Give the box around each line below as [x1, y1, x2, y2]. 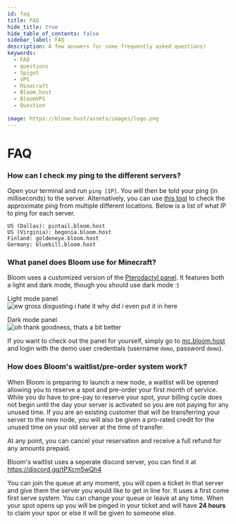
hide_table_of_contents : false [7, 30, 99, 37]
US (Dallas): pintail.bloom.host [7, 223, 106, 230]
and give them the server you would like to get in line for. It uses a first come [7, 486, 230, 494]
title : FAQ [7, 17, 39, 24]
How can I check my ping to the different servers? [7, 170, 181, 180]
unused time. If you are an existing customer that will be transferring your [7, 408, 221, 416]
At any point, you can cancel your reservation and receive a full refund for [7, 436, 222, 444]
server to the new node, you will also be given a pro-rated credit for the [7, 415, 215, 423]
